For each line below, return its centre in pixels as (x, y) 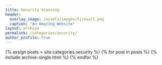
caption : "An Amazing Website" (42, 24)
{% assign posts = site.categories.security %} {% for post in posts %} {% (81, 52)
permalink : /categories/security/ (41, 33)
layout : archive (22, 28)
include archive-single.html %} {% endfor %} (52, 57)
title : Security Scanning (32, 10)
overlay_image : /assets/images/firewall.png (57, 19)
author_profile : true (28, 38)
